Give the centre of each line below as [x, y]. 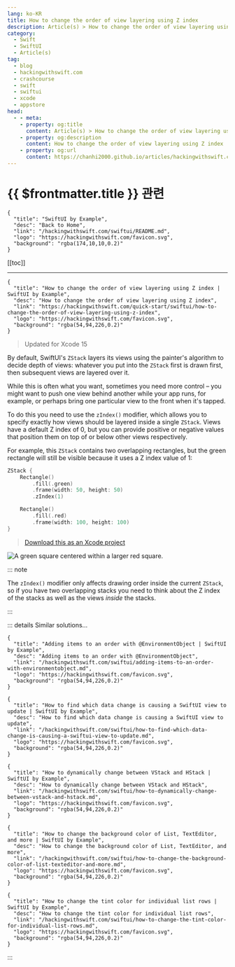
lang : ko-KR [24, 14]
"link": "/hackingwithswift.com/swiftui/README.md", [92, 231]
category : [22, 33]
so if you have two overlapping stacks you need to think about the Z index [114, 590]
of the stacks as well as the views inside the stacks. [81, 598]
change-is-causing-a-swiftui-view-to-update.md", [81, 736]
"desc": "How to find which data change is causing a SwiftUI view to [119, 717]
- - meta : [28, 118]
